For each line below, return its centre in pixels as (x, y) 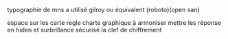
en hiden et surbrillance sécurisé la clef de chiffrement (84, 30)
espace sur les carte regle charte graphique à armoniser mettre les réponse (114, 23)
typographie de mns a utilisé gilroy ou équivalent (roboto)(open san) (104, 10)
